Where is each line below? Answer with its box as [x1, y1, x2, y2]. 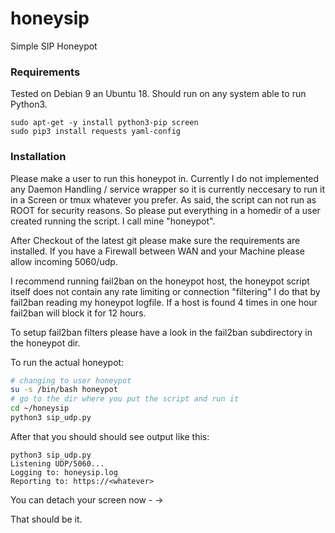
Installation [10, 150, 67, 164]
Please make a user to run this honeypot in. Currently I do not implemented [10, 172, 320, 184]
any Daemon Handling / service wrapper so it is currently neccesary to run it [10, 183, 325, 195]
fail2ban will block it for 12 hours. [10, 307, 147, 319]
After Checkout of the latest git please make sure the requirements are [10, 234, 301, 246]
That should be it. [10, 513, 83, 525]
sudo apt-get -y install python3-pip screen [10, 118, 199, 128]
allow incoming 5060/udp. [10, 255, 118, 267]
